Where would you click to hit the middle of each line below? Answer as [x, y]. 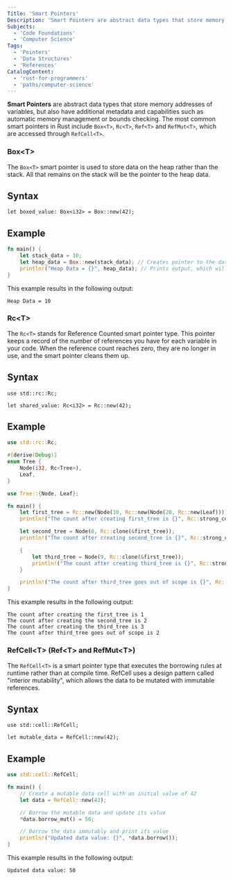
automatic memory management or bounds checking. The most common [112, 119]
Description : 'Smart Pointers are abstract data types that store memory [116, 20]
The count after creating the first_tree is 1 [76, 615]
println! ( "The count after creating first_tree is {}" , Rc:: [110, 519]
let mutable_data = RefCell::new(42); [63, 737]
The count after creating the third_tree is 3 [76, 627]
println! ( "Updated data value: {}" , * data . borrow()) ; [99, 838]
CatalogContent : [31, 71]
